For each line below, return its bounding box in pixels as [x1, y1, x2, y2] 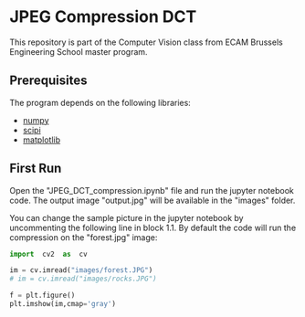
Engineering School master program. [9, 46, 148, 57]
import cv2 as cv [9, 249, 89, 259]
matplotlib [22, 134, 61, 145]
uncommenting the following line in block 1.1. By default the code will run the [9, 222, 297, 233]
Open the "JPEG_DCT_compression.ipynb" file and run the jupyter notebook [9, 185, 294, 195]
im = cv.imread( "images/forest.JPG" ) [9, 266, 153, 275]
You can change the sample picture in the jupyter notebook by [9, 212, 244, 223]
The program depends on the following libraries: [9, 97, 192, 108]
